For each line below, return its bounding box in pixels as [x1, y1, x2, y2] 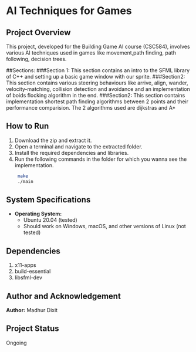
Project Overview [6, 28, 71, 38]
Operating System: [14, 210, 62, 218]
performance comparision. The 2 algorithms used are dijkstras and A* [6, 104, 176, 111]
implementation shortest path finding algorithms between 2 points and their [6, 98, 189, 105]
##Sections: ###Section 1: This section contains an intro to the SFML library [6, 67, 190, 74]
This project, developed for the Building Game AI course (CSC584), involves [6, 43, 190, 50]
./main [17, 178, 33, 184]
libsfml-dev [14, 274, 43, 281]
